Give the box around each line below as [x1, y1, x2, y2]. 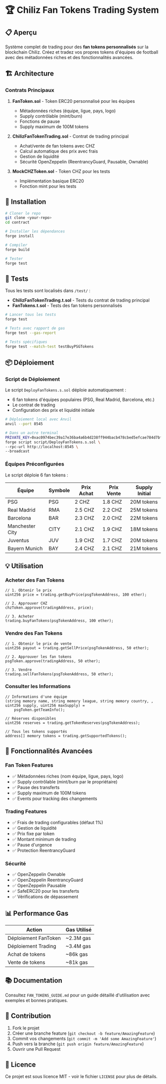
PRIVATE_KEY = [5, 435, 32, 440]
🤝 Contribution [5, 1012, 51, 1020]
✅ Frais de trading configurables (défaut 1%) [12, 819, 103, 825]
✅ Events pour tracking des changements [12, 795, 97, 801]
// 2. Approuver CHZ [5, 601, 48, 606]
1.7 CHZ [102, 537, 122, 543]
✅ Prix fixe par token [12, 831, 55, 837]
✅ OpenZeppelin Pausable [12, 883, 67, 889]
